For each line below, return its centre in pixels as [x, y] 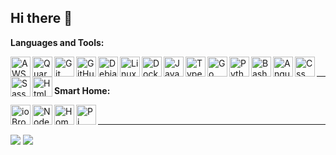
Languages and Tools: [57, 42]
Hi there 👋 [41, 18]
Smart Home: [82, 90]
